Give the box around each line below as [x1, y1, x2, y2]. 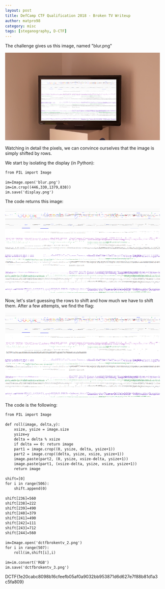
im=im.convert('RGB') [5, 560, 50, 565]
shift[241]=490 [5, 516, 36, 521]
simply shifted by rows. [5, 150, 52, 156]
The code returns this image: [5, 198, 64, 204]
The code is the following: [5, 402, 57, 408]
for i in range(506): [5, 481, 50, 486]
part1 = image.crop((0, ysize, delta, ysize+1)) [14, 447, 115, 452]
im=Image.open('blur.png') [5, 180, 60, 185]
